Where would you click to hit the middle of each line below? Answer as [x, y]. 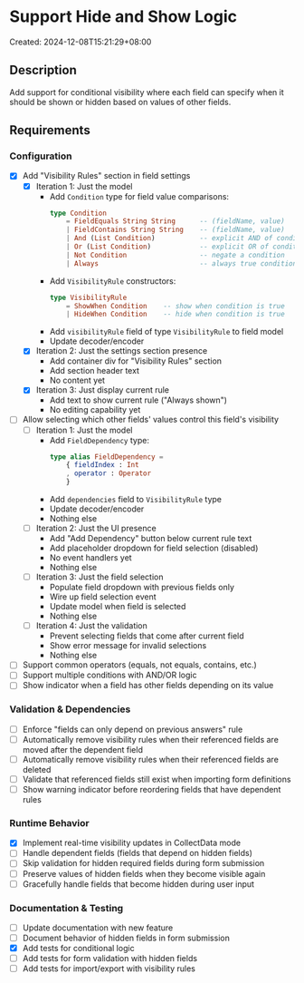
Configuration [41, 156]
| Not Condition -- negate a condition [176, 255]
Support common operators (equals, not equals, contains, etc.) [140, 665]
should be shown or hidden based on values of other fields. [120, 102]
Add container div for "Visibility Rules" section [136, 361]
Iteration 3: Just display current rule [103, 390]
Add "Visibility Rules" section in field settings [106, 176]
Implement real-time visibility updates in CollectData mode [132, 843]
